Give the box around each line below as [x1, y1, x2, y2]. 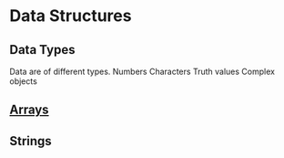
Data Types [9, 42, 76, 58]
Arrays [9, 102, 49, 118]
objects [9, 76, 38, 87]
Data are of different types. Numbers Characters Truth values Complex [9, 66, 276, 77]
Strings [9, 133, 52, 149]
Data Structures [9, 5, 132, 26]
